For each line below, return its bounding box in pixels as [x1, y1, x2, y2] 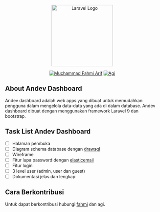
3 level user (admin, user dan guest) [12, 168, 85, 174]
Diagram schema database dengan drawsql [12, 146, 100, 152]
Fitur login [12, 162, 33, 168]
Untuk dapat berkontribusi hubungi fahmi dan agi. [5, 201, 105, 207]
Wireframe [12, 151, 34, 157]
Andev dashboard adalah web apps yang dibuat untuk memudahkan [5, 97, 143, 103]
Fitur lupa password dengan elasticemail [12, 157, 94, 163]
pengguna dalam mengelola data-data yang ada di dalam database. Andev [5, 103, 156, 108]
